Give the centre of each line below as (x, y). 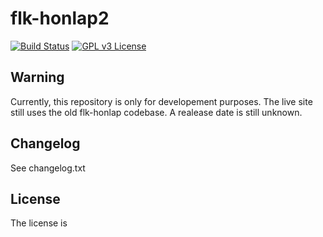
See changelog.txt (48, 168)
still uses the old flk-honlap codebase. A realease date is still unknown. (156, 112)
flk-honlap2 (60, 18)
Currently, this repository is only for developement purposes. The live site (161, 101)
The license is (39, 223)
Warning (37, 77)
